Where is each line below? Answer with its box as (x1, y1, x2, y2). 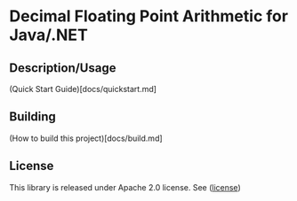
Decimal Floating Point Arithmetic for (9, 6, 289, 27)
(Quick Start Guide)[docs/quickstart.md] (9, 84, 157, 94)
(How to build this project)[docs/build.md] (9, 133, 163, 143)
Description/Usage (9, 60, 116, 75)
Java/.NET (9, 25, 89, 45)
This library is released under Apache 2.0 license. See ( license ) (9, 182, 242, 192)
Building (9, 109, 56, 125)
